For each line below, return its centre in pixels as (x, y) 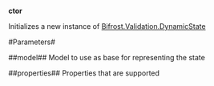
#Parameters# (32, 42)
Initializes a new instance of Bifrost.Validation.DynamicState (107, 26)
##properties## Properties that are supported (84, 73)
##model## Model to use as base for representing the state (107, 57)
